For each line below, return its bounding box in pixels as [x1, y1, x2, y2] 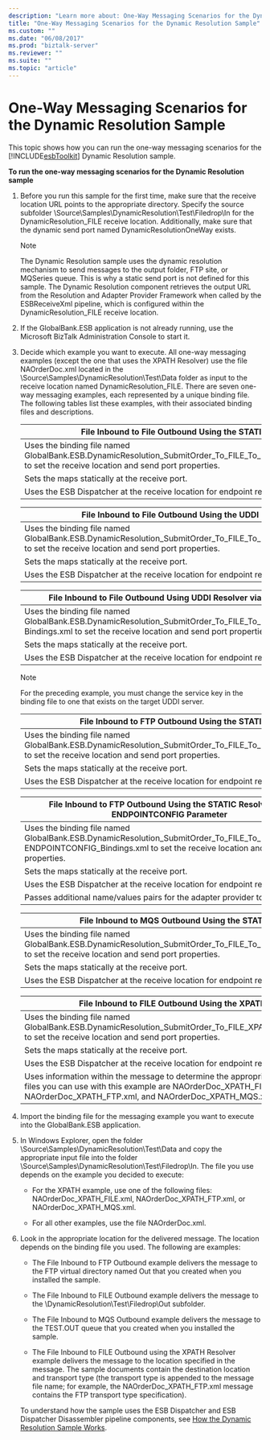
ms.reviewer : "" [8, 49, 63, 57]
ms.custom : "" [8, 27, 56, 35]
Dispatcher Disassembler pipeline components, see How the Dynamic [19, 1413, 252, 1424]
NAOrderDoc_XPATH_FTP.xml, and [23, 1091, 156, 1102]
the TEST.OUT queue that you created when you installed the [31, 1323, 235, 1332]
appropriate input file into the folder [19, 1152, 138, 1162]
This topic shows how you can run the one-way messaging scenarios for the [8, 142, 262, 152]
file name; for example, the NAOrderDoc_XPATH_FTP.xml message [31, 1381, 254, 1391]
